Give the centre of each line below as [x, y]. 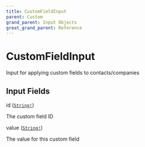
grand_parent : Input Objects [42, 22]
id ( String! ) [20, 105]
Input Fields [28, 91]
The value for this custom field [43, 139]
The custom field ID [30, 116]
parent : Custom [25, 17]
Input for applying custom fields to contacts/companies [73, 73]
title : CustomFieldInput [36, 11]
